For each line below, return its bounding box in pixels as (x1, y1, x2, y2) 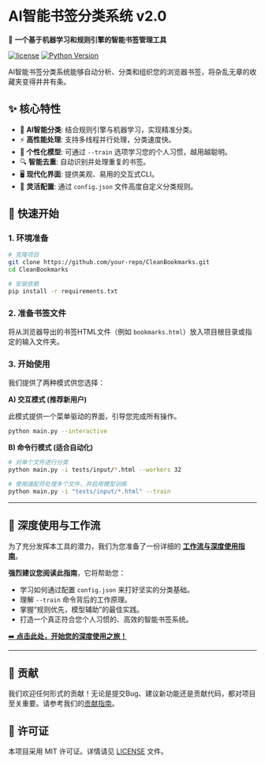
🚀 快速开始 (8, 207, 59, 221)
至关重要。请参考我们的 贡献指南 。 (8, 699, 119, 708)
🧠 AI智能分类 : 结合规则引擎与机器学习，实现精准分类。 (19, 124, 197, 134)
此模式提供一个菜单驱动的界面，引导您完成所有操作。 (8, 412, 181, 421)
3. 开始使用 (8, 359, 50, 370)
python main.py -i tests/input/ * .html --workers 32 (8, 466, 181, 474)
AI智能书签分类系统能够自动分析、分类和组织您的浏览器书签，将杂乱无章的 (8, 66, 250, 76)
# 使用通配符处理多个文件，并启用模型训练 (8, 480, 128, 489)
